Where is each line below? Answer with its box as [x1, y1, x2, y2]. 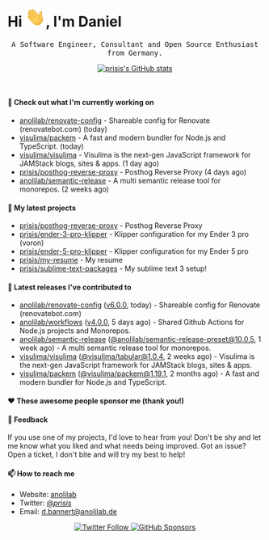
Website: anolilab [19, 490, 78, 500]
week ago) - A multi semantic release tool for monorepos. [19, 343, 212, 353]
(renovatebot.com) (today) [19, 124, 108, 133]
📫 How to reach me [7, 468, 75, 479]
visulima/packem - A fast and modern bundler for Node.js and [19, 133, 226, 142]
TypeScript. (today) [19, 141, 84, 151]
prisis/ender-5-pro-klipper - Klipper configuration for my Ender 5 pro [19, 247, 249, 256]
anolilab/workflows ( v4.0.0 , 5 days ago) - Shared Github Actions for [19, 318, 245, 327]
